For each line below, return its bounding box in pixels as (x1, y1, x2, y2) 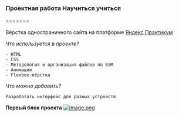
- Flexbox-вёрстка (5, 72, 50, 78)
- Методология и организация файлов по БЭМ (5, 62, 114, 68)
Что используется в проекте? (5, 40, 80, 48)
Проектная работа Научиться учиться (5, 4, 121, 12)
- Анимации (5, 67, 32, 73)
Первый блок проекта (5, 104, 62, 111)
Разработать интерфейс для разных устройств (5, 94, 116, 100)
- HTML (5, 52, 22, 58)
